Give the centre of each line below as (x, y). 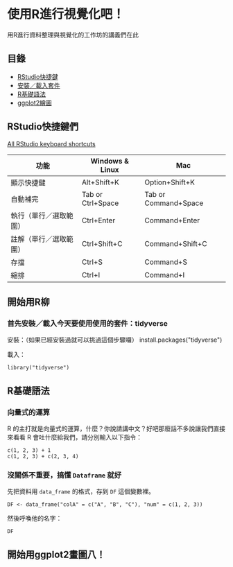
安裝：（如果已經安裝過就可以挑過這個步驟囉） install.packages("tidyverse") (115, 340)
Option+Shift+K (170, 182)
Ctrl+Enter (98, 220)
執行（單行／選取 (39, 216)
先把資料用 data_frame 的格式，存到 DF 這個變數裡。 (81, 491)
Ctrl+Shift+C (102, 243)
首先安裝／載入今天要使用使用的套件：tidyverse (88, 323)
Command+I (165, 274)
